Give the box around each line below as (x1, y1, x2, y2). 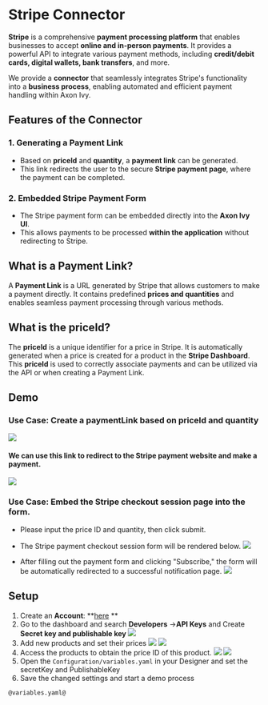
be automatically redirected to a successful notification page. (19, 566, 222, 575)
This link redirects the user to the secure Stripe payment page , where (19, 164, 251, 174)
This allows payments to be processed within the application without (19, 227, 250, 237)
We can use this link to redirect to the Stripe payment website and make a (8, 451, 258, 460)
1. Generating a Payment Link (8, 138, 124, 149)
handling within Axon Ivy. (8, 90, 91, 99)
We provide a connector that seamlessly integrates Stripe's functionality (8, 73, 248, 82)
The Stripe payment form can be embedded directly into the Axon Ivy (19, 210, 250, 220)
